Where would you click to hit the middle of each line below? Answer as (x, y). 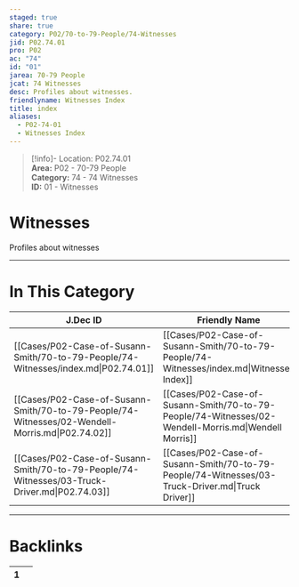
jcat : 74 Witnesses (45, 84)
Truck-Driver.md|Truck (211, 486)
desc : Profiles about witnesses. (71, 92)
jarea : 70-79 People (48, 76)
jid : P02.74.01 (37, 42)
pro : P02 (25, 51)
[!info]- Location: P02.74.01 (81, 158)
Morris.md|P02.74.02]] (63, 432)
